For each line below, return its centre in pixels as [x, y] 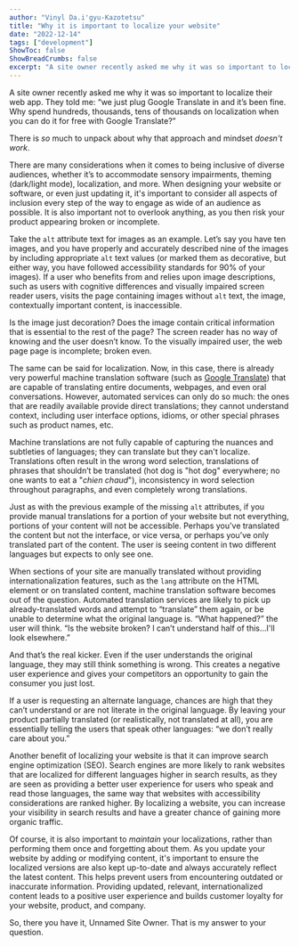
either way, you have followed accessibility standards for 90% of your [137, 267]
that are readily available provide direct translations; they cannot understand [149, 405]
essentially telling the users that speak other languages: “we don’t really [141, 729]
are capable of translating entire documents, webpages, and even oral [138, 387]
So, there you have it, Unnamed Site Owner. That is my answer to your [138, 922]
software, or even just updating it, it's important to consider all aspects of [143, 193]
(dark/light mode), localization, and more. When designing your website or [145, 183]
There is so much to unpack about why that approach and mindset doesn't [146, 138]
